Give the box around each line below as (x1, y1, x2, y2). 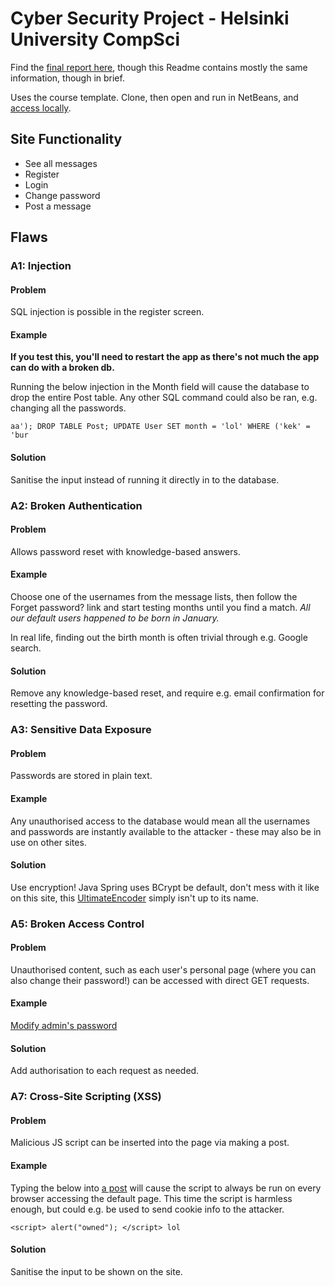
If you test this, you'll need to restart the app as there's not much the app (10, 351, 320, 363)
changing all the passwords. (10, 402, 127, 414)
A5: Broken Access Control (10, 917, 145, 931)
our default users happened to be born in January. (10, 612, 220, 624)
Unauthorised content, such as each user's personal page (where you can (10, 963, 317, 976)
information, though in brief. (10, 72, 125, 84)
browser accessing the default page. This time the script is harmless (10, 1192, 293, 1204)
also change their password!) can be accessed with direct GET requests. (10, 974, 310, 986)
